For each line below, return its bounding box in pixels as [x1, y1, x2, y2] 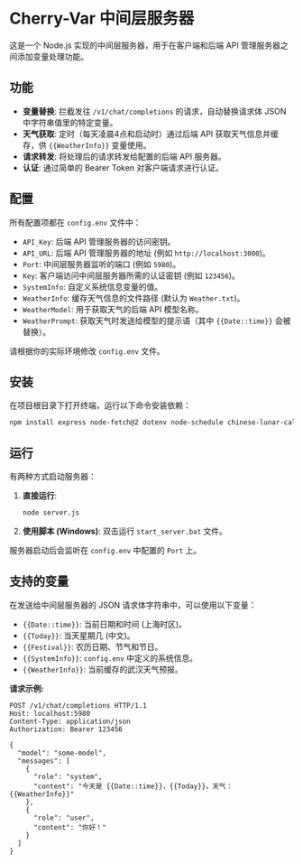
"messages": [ [17, 756, 70, 766]
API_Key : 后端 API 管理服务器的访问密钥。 [22, 236, 176, 246]
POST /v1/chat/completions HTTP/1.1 [9, 701, 147, 710]
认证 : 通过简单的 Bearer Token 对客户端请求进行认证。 [22, 162, 224, 172]
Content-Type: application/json [9, 717, 131, 726]
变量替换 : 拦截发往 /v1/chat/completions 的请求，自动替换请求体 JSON [22, 106, 287, 116]
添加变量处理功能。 [16, 51, 88, 61]
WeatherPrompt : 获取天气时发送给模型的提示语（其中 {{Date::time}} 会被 [22, 315, 291, 326]
